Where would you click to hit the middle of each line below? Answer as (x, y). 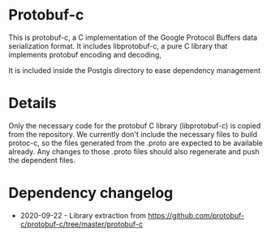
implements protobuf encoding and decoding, (85, 54)
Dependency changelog (91, 193)
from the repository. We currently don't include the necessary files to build (133, 134)
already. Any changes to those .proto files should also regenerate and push (134, 151)
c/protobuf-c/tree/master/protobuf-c (82, 224)
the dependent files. (42, 160)
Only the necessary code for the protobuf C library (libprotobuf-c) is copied (135, 125)
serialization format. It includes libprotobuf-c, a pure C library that (118, 45)
